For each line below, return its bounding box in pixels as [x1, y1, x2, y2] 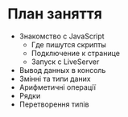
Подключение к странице [31, 48, 120, 58]
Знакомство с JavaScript [19, 31, 105, 41]
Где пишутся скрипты [31, 39, 106, 49]
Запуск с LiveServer [31, 57, 100, 67]
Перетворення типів [19, 99, 89, 109]
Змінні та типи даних [19, 74, 91, 83]
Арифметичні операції [19, 82, 96, 92]
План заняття [7, 5, 102, 23]
